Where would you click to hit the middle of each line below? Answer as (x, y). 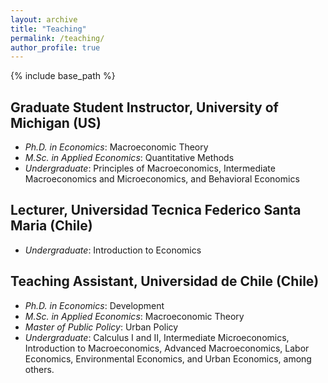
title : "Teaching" (48, 29)
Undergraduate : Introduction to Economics (113, 250)
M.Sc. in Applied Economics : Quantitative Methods (129, 158)
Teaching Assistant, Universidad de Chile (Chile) (165, 281)
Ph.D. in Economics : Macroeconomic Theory (116, 147)
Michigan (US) (56, 122)
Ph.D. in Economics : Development (94, 305)
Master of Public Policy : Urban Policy (101, 327)
